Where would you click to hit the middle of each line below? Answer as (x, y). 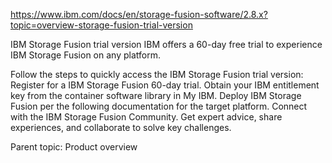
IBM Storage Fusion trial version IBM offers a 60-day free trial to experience (166, 44)
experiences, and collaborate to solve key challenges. (121, 127)
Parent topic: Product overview (74, 147)
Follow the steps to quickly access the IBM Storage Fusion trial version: (157, 74)
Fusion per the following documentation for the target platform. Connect (159, 106)
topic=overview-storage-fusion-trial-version (101, 25)
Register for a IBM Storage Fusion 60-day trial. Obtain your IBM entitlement (165, 85)
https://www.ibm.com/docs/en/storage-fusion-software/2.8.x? (139, 14)
